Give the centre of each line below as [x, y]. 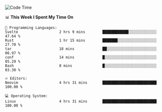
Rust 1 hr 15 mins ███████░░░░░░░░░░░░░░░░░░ [81, 41]
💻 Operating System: [27, 96]
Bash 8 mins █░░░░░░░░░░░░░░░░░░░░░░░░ [81, 66]
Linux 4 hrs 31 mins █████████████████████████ [81, 101]
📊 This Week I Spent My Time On [39, 17]
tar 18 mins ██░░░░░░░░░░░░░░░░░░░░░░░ [81, 49]
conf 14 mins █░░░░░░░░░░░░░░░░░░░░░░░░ [81, 57]
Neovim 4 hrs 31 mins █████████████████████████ [81, 83]
